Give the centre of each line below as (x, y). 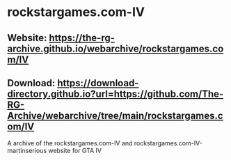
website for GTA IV (75, 151)
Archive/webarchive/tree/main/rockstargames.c (115, 115)
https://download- (98, 83)
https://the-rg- (81, 38)
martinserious (27, 151)
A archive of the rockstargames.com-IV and (70, 143)
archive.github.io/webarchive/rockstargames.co (115, 48)
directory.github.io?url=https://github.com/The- (115, 94)
